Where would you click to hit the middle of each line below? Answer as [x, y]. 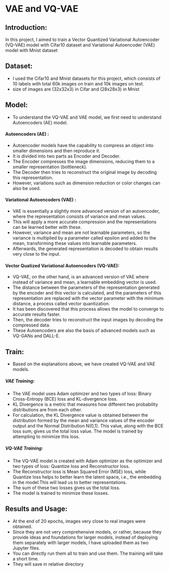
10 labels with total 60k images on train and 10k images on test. [78, 83]
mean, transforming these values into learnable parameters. [75, 244]
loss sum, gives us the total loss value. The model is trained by [77, 431]
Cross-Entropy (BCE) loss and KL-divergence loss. [65, 399]
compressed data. [31, 325]
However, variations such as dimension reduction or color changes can [86, 183]
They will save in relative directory [48, 564]
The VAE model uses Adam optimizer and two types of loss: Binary [82, 394]
